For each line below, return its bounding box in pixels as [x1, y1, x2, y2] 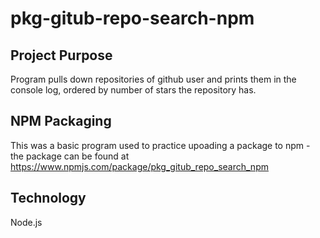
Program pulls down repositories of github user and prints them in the [10, 73, 297, 85]
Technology [10, 190, 87, 207]
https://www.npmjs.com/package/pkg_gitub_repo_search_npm [10, 160, 269, 172]
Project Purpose [10, 47, 113, 64]
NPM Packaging [10, 113, 112, 130]
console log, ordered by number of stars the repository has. [10, 84, 257, 96]
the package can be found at [10, 150, 130, 162]
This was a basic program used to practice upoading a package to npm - [10, 139, 311, 151]
